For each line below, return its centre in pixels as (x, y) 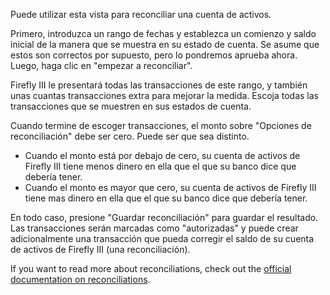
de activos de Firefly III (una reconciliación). (100, 249)
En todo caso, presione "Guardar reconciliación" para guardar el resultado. (164, 217)
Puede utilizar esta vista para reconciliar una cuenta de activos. (141, 14)
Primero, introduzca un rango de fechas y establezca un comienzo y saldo (163, 33)
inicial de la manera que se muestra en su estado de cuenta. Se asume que (165, 44)
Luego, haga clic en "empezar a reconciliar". (101, 65)
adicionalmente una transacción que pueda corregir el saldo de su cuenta (162, 238)
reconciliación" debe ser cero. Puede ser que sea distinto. (130, 136)
